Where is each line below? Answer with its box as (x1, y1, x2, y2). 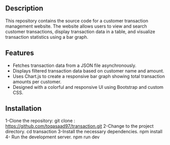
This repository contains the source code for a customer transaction (5, 17, 149, 23)
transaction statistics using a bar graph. (5, 34, 89, 40)
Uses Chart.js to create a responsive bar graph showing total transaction (12, 73, 165, 79)
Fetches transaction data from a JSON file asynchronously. (12, 62, 136, 68)
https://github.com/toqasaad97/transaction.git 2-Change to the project (5, 123, 154, 129)
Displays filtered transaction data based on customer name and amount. (12, 67, 164, 74)
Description (5, 4, 43, 13)
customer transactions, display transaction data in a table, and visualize (5, 28, 155, 35)
